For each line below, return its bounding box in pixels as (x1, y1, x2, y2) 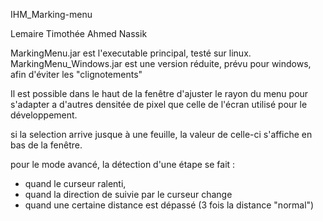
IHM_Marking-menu (10, 9, 93, 20)
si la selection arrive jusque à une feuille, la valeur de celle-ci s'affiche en (10, 129, 313, 140)
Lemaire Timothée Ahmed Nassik (10, 28, 148, 39)
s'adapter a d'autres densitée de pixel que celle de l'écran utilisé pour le (10, 99, 308, 110)
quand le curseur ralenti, (24, 178, 127, 189)
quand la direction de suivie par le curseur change (24, 189, 233, 200)
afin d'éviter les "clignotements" (10, 69, 143, 80)
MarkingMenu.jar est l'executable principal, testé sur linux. (10, 47, 252, 59)
